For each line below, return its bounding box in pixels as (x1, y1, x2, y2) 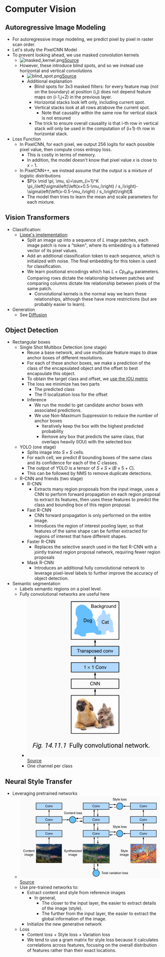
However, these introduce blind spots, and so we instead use (19, 63, 144, 68)
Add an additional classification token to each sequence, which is (27, 253, 160, 259)
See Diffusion (19, 311, 47, 317)
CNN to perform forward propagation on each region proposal (34, 491, 161, 497)
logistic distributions (19, 173, 61, 178)
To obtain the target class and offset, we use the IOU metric (27, 376, 148, 382)
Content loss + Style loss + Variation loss (27, 931, 110, 937)
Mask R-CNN (27, 560, 54, 565)
